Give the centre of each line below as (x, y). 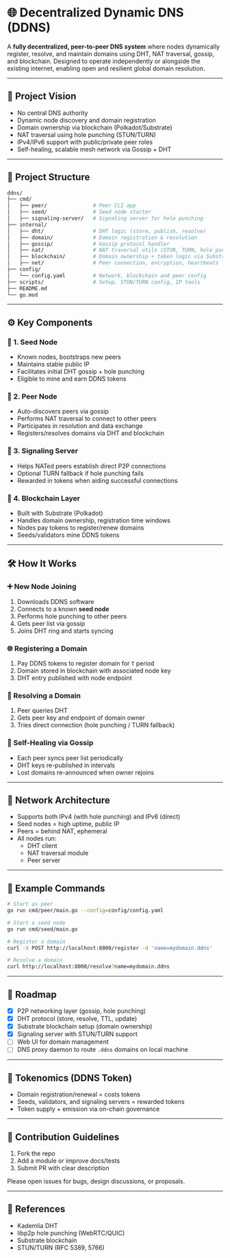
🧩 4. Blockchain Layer (44, 498)
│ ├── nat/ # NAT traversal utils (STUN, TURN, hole (110, 250)
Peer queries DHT (42, 711)
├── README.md (27, 288)
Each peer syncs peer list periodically (70, 757)
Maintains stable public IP (53, 364)
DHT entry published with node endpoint (74, 678)
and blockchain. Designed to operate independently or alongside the (104, 61)
